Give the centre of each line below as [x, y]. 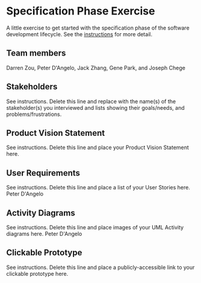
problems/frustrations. [34, 114]
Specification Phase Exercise [81, 11]
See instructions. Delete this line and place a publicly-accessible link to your [100, 267]
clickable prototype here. [37, 273]
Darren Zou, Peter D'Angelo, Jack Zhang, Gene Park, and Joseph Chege [96, 68]
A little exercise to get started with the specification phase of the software [98, 28]
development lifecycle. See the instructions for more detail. [79, 34]
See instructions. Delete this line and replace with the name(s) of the [91, 101]
